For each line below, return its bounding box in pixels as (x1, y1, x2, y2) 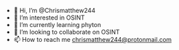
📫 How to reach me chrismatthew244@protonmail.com (13, 36, 172, 43)
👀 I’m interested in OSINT (13, 14, 85, 22)
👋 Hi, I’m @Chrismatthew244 (13, 7, 96, 14)
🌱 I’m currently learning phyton (13, 21, 102, 28)
